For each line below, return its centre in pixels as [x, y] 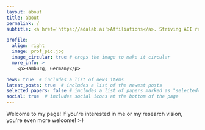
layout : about [24, 12]
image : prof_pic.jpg [38, 52]
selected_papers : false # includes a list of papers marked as [88, 91]
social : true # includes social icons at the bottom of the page [92, 96]
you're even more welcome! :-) [45, 120]
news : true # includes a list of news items [65, 79]
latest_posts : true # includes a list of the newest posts [85, 85]
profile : [17, 40]
